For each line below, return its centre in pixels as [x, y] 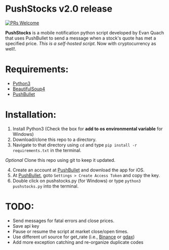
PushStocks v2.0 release [59, 9]
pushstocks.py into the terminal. [46, 186]
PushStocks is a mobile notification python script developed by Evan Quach [85, 32]
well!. [11, 49]
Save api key [26, 226]
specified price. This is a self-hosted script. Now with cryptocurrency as [81, 43]
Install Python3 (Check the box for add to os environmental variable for [88, 129]
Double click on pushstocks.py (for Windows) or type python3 [77, 181]
